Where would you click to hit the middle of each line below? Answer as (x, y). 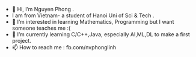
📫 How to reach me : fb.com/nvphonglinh (64, 47)
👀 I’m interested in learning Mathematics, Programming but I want (93, 22)
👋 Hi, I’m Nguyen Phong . (43, 9)
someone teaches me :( (41, 28)
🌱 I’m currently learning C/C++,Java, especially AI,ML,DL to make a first (101, 34)
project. (21, 41)
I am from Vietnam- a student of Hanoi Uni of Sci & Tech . (83, 15)
